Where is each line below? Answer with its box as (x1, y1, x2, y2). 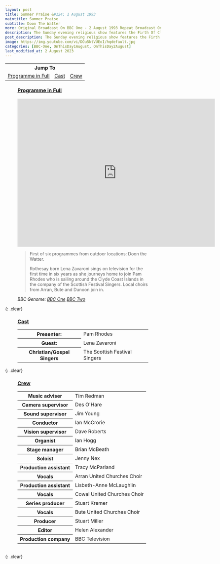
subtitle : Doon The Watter (5, 21, 61, 26)
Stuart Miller (74, 518, 104, 524)
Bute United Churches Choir (74, 509, 140, 516)
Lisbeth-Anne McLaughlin (74, 482, 136, 489)
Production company (20, 536, 71, 543)
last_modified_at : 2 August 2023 (5, 48, 74, 53)
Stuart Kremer (74, 500, 108, 507)
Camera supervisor (22, 402, 69, 408)
